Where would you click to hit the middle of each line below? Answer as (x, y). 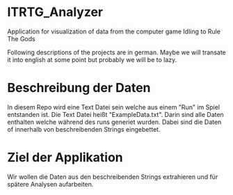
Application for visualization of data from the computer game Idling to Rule (114, 31)
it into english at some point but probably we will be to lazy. (92, 59)
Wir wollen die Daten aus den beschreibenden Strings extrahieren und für (113, 177)
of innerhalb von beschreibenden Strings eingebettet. (84, 129)
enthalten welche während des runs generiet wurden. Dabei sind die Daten (114, 122)
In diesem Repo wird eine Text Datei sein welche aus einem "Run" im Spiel (114, 107)
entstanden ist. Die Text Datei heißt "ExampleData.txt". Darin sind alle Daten (115, 114)
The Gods (22, 38)
